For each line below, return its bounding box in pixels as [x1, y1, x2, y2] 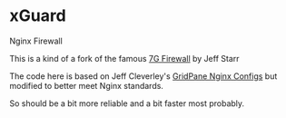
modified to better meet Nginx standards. [9, 80, 163, 91]
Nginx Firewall [9, 35, 64, 46]
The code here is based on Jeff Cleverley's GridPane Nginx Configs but [9, 70, 278, 82]
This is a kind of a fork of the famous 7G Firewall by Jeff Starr [9, 53, 240, 64]
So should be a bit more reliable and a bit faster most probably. [9, 97, 245, 109]
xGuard [9, 5, 66, 26]
